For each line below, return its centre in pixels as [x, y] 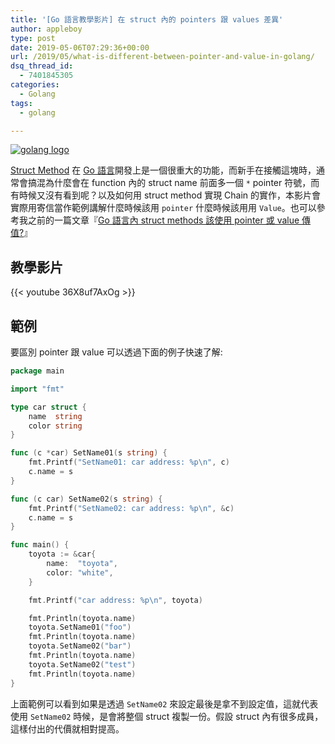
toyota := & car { [62, 554]
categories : [35, 85]
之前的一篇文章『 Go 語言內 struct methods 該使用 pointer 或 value [163, 220]
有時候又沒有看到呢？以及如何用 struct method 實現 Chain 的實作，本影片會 [166, 195]
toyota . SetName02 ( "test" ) [82, 664]
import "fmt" [37, 389]
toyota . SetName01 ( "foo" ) [80, 627]
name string [55, 416]
